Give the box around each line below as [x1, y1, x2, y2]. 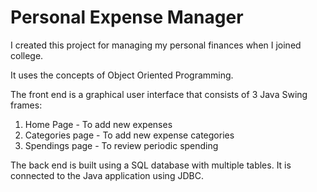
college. [10, 49, 44, 61]
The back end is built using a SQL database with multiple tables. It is [10, 159, 292, 171]
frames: [10, 99, 43, 111]
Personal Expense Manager [10, 6, 244, 29]
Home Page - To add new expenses [24, 118, 173, 130]
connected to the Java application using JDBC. [10, 169, 204, 181]
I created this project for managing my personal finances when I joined [10, 39, 302, 51]
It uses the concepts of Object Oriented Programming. [10, 69, 234, 81]
